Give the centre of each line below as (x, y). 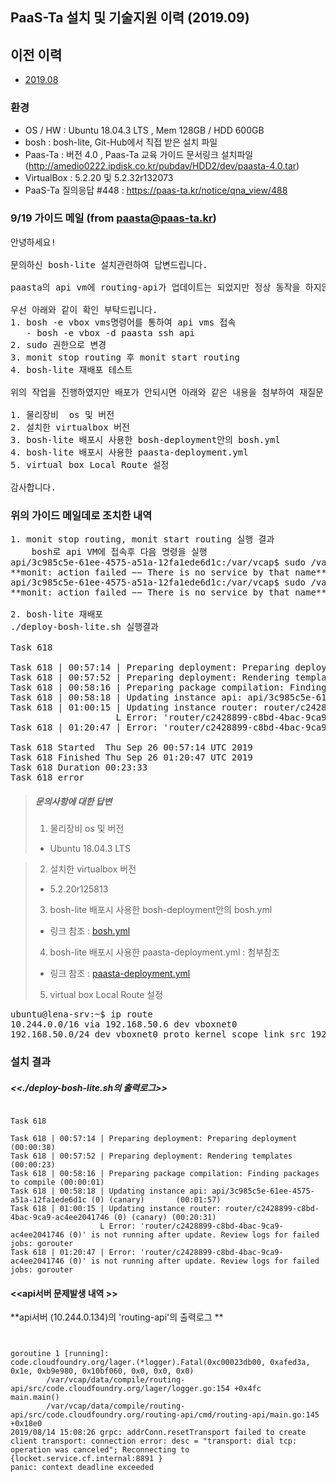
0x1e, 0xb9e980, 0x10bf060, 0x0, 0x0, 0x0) (102, 1371)
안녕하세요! (33, 242)
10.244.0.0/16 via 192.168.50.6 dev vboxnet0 (124, 1024)
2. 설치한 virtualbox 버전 (70, 427)
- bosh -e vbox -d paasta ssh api (111, 332)
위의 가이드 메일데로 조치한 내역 (81, 515)
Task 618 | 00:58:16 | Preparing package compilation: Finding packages (165, 1173)
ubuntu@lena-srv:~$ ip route (81, 1014)
